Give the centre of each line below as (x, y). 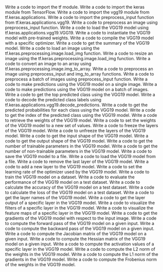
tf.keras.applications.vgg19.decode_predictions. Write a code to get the (76, 105)
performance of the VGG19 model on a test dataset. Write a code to (72, 182)
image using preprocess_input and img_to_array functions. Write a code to (80, 74)
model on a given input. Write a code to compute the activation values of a (80, 244)
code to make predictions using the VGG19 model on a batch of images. (77, 89)
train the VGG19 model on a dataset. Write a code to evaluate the (70, 177)
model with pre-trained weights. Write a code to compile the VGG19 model (80, 38)
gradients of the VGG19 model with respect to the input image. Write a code (81, 218)
